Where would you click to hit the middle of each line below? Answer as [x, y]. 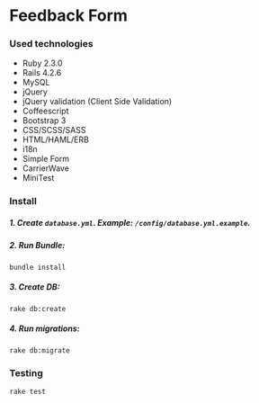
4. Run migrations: [45, 328]
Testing [26, 372]
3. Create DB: [35, 287]
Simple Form [46, 159]
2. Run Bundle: [37, 246]
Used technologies [51, 44]
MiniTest [38, 178]
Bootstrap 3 [44, 121]
